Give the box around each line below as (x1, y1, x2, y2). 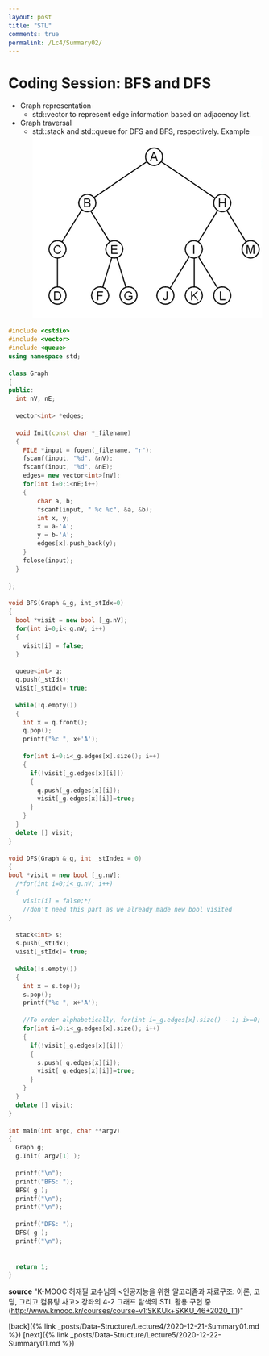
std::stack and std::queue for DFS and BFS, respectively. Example (31, 127, 250, 136)
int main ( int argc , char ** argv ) (8, 1126, 121, 1135)
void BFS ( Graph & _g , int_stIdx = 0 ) (8, 599, 125, 607)
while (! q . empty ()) (15, 701, 78, 709)
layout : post (8, 13, 52, 21)
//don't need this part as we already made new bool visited (23, 905, 232, 913)
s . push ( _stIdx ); (15, 940, 70, 948)
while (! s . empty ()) (15, 965, 78, 973)
